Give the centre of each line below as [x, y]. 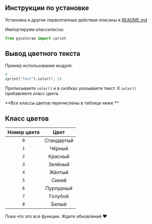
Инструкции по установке [47, 8]
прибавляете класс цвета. [32, 94]
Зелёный [59, 165]
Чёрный [59, 149]
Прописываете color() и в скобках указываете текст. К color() [71, 88]
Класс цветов [27, 118]
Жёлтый [59, 173]
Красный [59, 156]
